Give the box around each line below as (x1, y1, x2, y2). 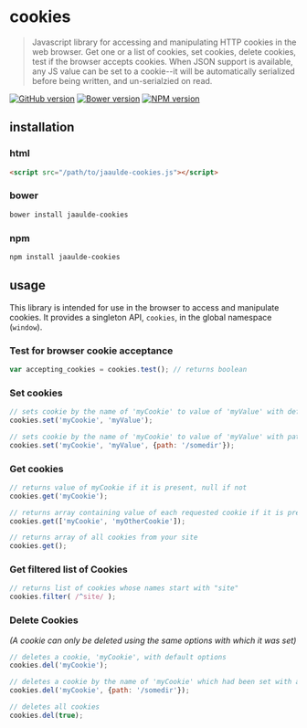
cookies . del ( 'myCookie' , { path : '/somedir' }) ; (9, 686, 190, 695)
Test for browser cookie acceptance (9, 344, 174, 357)
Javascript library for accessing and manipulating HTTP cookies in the (31, 37, 297, 47)
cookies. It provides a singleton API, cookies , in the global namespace (9, 311, 272, 322)
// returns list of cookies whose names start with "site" (9, 584, 239, 593)
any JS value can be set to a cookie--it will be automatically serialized (31, 66, 295, 77)
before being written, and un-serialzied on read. (31, 75, 213, 86)
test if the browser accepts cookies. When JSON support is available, (31, 56, 294, 67)
